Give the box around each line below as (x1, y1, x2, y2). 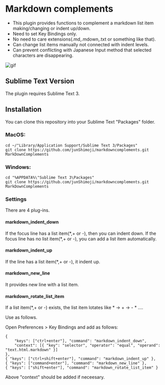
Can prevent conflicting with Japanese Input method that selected (12, 47, 152, 53)
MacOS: (5, 131, 26, 138)
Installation (5, 105, 42, 114)
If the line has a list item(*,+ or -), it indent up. (5, 258, 100, 264)
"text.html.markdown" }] (5, 347, 58, 352)
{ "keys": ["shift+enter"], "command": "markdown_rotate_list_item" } (5, 365, 158, 370)
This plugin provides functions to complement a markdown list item (12, 20, 154, 26)
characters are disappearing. (12, 52, 74, 58)
